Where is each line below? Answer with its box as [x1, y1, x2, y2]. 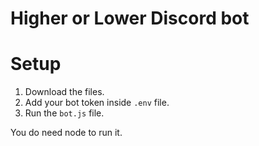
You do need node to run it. [10, 127, 123, 139]
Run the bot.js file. [24, 107, 105, 119]
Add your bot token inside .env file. [24, 97, 170, 109]
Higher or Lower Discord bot [10, 7, 250, 30]
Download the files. [24, 86, 105, 98]
